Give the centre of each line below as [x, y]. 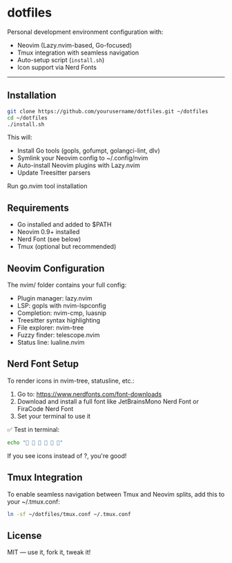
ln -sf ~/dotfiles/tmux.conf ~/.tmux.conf [69, 514]
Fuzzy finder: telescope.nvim [58, 335]
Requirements [38, 208]
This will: [20, 137]
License [25, 536]
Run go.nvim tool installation [47, 186]
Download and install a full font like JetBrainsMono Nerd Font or [108, 401]
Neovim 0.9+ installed [48, 232]
